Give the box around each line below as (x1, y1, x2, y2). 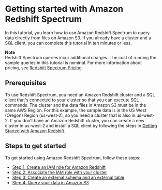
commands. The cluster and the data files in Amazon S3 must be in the (5, 102, 147, 108)
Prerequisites (5, 79, 46, 87)
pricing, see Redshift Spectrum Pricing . (5, 64, 83, 71)
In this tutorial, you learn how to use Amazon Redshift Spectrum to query (5, 30, 150, 35)
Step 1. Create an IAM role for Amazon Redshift (12, 164, 106, 170)
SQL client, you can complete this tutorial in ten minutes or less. (5, 40, 132, 46)
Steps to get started (5, 142, 66, 150)
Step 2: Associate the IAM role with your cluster (12, 169, 107, 175)
